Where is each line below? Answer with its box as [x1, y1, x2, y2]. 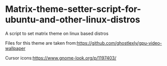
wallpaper [5, 45, 26, 51]
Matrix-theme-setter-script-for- [5, 3, 141, 15]
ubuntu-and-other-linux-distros [5, 14, 141, 25]
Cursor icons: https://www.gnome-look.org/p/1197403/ [5, 55, 117, 61]
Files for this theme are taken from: [5, 40, 77, 46]
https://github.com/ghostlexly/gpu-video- [77, 40, 162, 46]
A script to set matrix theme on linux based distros [5, 30, 109, 36]
